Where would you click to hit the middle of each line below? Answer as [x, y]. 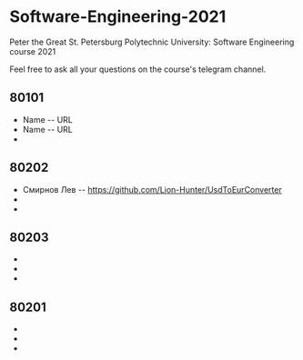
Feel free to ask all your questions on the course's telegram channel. [138, 69]
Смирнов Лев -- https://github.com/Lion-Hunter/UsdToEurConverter [152, 189]
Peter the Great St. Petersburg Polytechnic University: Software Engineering [152, 42]
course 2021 [33, 51]
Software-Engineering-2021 [118, 17]
